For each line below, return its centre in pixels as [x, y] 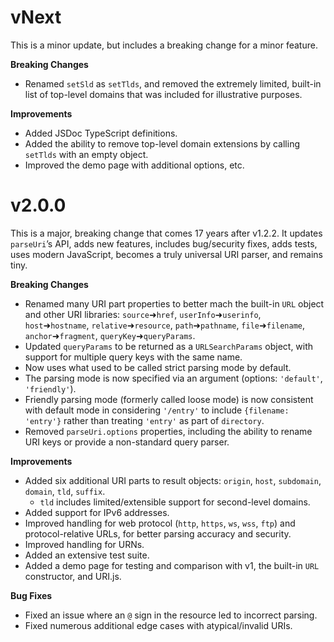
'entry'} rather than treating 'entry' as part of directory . [144, 420]
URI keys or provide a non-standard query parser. [127, 442]
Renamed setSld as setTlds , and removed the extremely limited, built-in [173, 83]
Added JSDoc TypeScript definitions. [101, 133]
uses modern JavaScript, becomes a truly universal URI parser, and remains [166, 254]
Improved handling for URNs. [84, 544]
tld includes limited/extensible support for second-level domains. [175, 502]
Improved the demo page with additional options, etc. [134, 165]
